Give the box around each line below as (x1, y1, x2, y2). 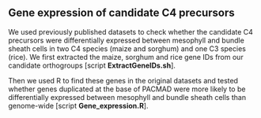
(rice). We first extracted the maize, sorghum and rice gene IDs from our (8, 52, 244, 61)
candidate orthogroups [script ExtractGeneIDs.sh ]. (8, 61, 176, 70)
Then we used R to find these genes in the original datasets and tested (8, 76, 239, 85)
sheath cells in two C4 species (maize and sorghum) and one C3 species (8, 43, 247, 53)
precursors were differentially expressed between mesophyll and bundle (8, 35, 245, 45)
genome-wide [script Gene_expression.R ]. (8, 101, 149, 110)
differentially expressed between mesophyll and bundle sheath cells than (8, 92, 247, 101)
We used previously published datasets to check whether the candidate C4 (8, 27, 253, 36)
